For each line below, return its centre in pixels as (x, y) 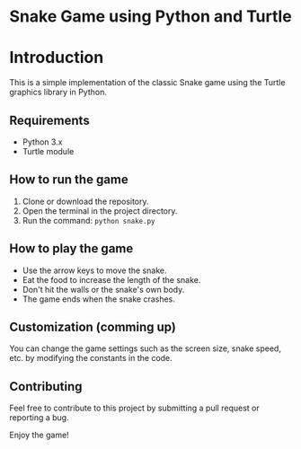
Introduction (57, 58)
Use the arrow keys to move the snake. (94, 270)
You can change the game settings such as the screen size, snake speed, (145, 348)
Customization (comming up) (93, 326)
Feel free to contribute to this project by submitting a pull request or (134, 408)
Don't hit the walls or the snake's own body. (103, 289)
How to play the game (71, 249)
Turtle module (48, 151)
